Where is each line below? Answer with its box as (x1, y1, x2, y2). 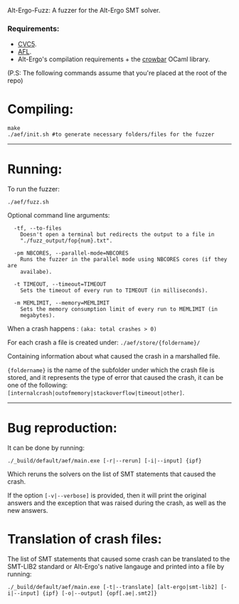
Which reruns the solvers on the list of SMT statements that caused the (7, 470, 216, 479)
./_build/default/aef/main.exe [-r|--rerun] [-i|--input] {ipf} (7, 457, 202, 465)
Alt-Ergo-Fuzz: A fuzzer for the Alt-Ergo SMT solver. (7, 6, 161, 14)
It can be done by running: (7, 444, 85, 452)
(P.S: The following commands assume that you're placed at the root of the (7, 69, 228, 78)
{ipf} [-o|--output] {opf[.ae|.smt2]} (42, 590, 158, 597)
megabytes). (20, 312, 55, 319)
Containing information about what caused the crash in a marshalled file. (7, 352, 221, 361)
